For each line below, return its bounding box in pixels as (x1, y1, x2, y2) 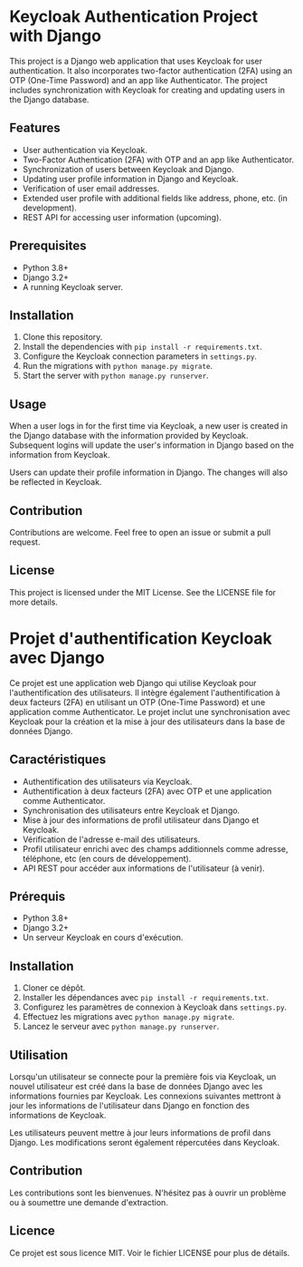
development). (22, 202, 77, 213)
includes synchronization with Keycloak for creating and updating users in (9, 84, 285, 95)
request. (9, 537, 41, 547)
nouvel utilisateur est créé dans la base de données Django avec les (9, 1081, 263, 1091)
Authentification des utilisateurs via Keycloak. (22, 776, 193, 787)
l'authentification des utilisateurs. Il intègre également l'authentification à (9, 687, 280, 698)
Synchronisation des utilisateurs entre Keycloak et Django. (22, 805, 241, 816)
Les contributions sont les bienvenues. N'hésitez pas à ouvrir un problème (9, 1187, 287, 1198)
